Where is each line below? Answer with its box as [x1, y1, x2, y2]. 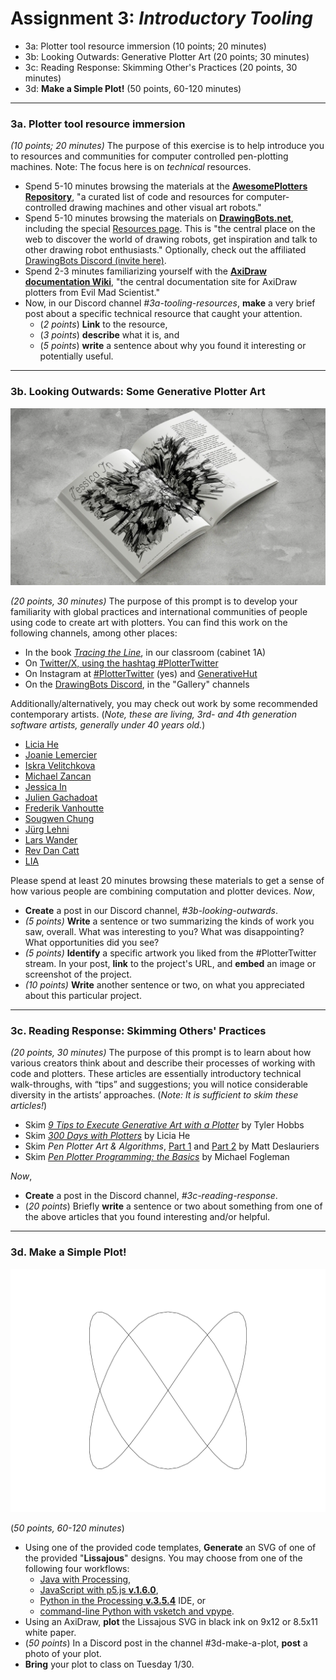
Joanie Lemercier [24, 749, 98, 761]
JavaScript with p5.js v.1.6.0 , [39, 1583, 159, 1596]
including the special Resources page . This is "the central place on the [24, 223, 316, 235]
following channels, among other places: [10, 627, 178, 639]
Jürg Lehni [24, 823, 70, 836]
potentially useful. [39, 350, 114, 362]
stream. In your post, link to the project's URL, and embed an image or [24, 958, 317, 970]
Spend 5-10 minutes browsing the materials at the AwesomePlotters [24, 180, 308, 192]
